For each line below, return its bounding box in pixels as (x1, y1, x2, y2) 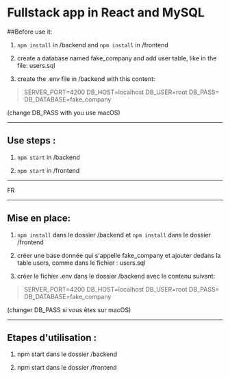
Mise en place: (7, 213, 71, 224)
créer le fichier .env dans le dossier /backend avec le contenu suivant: (16, 272, 216, 280)
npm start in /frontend (16, 166, 80, 174)
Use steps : (7, 135, 56, 147)
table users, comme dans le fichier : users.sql (16, 259, 146, 267)
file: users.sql (16, 61, 55, 69)
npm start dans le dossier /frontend (16, 364, 118, 372)
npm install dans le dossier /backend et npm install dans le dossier (16, 231, 211, 239)
